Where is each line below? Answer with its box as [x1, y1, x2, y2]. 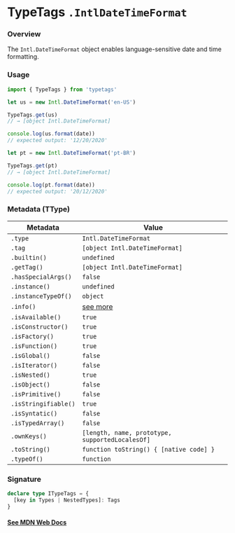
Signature [7, 474, 42, 484]
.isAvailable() [10, 313, 62, 321]
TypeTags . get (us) [7, 111, 58, 118]
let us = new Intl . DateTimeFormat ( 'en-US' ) [7, 99, 136, 106]
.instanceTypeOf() [10, 292, 72, 300]
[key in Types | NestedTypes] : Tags [13, 497, 120, 504]
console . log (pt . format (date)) [7, 181, 96, 188]
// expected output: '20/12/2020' [7, 188, 108, 195]
